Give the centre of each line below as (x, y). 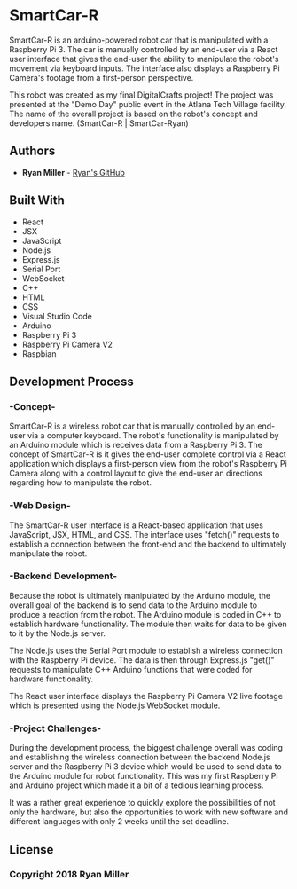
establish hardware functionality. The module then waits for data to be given (148, 624)
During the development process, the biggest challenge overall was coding (146, 748)
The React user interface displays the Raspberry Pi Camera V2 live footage (146, 696)
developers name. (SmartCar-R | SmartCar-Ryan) (99, 123)
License (31, 850)
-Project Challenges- (55, 728)
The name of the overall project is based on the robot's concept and (134, 114)
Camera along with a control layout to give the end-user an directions (136, 473)
